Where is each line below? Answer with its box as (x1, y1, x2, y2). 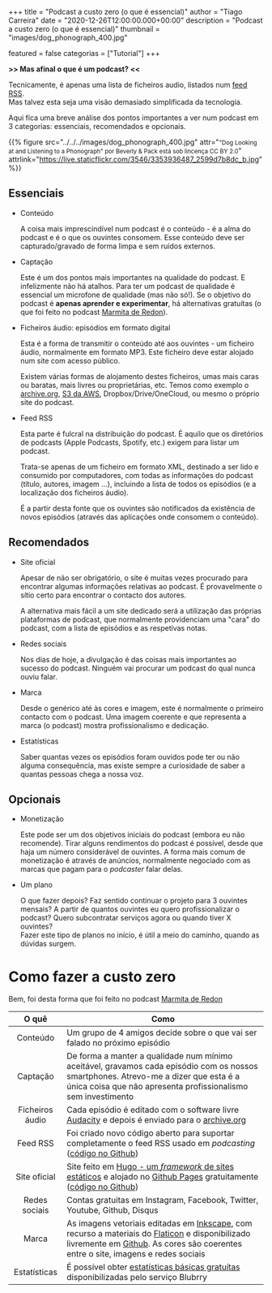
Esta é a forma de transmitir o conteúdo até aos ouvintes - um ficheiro (19, 338, 255, 348)
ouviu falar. (19, 671, 58, 681)
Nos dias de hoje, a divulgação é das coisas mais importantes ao (19, 654, 237, 664)
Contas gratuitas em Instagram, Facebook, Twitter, (66, 1195, 259, 1206)
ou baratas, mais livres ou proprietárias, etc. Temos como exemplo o (19, 380, 249, 390)
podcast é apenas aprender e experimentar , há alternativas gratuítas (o (19, 298, 261, 308)
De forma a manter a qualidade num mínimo (66, 1050, 233, 1062)
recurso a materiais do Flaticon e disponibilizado (66, 1228, 251, 1239)
